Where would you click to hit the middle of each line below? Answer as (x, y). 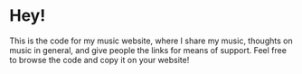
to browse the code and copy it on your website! (99, 60)
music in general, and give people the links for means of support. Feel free (148, 50)
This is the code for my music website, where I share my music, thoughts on (151, 41)
